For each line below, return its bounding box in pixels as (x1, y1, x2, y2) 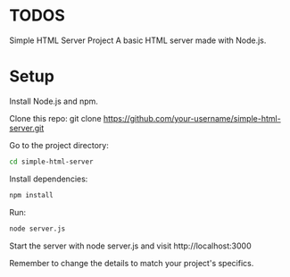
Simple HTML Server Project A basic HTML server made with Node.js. (9, 35, 267, 46)
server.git (9, 122, 45, 133)
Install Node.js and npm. (9, 96, 98, 106)
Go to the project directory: (9, 139, 109, 150)
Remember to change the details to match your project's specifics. (9, 257, 254, 268)
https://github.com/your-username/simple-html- (103, 113, 281, 123)
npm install (9, 190, 54, 199)
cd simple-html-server (9, 157, 94, 166)
